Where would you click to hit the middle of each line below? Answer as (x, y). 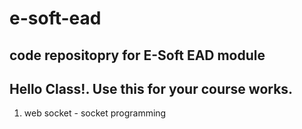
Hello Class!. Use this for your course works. (151, 88)
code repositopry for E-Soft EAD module (137, 55)
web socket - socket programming (95, 113)
